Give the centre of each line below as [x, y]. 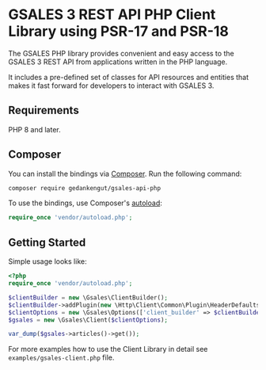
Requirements [44, 111]
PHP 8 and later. [34, 129]
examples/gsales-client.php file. [61, 357]
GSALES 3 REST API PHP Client [112, 15]
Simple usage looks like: [47, 261]
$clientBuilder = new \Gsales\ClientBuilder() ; [88, 298]
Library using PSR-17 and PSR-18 [119, 31]
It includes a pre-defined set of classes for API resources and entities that [129, 77]
